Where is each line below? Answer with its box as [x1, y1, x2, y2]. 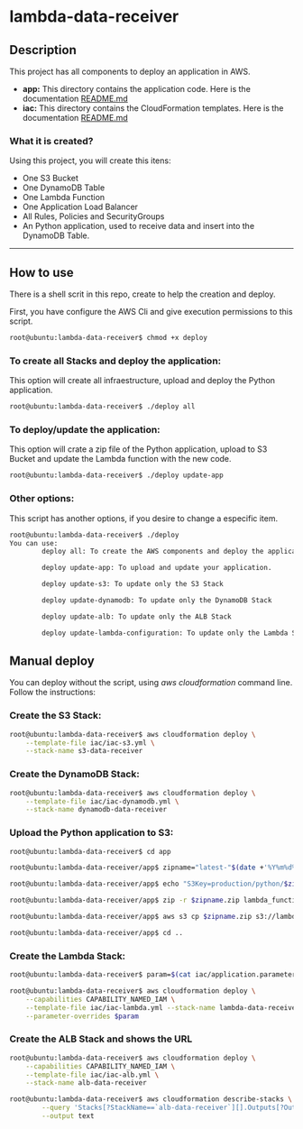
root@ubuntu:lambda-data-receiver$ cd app [9, 847, 171, 856]
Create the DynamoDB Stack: [9, 768, 140, 781]
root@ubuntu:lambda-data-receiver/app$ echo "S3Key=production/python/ [9, 879, 284, 889]
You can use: [9, 538, 59, 547]
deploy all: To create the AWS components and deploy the [41, 547, 264, 556]
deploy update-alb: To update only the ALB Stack [41, 611, 232, 621]
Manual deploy [9, 654, 95, 669]
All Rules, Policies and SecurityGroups [22, 211, 165, 222]
